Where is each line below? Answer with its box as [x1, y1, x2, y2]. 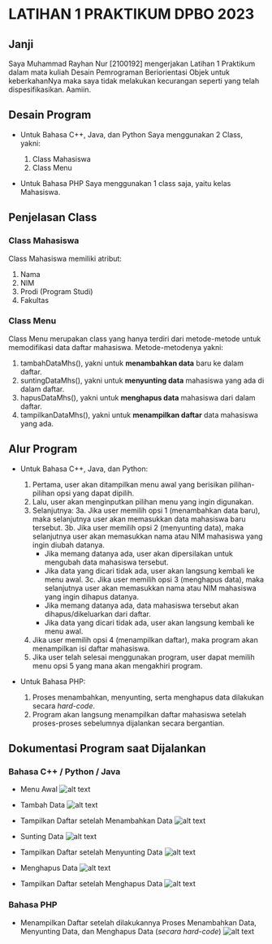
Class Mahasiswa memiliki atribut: [8, 253, 122, 263]
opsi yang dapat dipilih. [56, 488, 135, 498]
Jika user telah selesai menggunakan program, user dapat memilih [32, 652, 255, 662]
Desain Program [8, 108, 92, 122]
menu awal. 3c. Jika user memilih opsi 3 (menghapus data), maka [44, 574, 265, 584]
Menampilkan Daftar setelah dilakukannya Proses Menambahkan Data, [19, 917, 257, 927]
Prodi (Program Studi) [19, 286, 93, 297]
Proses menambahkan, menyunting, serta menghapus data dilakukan [32, 692, 264, 702]
